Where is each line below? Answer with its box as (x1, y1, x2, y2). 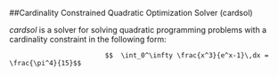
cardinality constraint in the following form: (9, 34, 167, 44)
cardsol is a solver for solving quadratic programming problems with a (9, 25, 267, 34)
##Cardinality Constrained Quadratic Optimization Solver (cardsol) (9, 8, 253, 18)
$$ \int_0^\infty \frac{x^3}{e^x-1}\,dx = (104, 51, 269, 60)
